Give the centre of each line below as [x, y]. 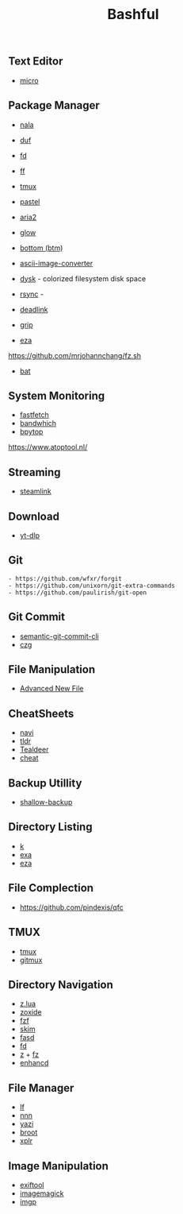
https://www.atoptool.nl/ [48, 447]
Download [34, 516]
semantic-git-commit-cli [59, 636]
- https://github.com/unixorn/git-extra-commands [92, 586]
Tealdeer [34, 750]
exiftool [32, 1185]
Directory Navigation [61, 985]
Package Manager [54, 105]
